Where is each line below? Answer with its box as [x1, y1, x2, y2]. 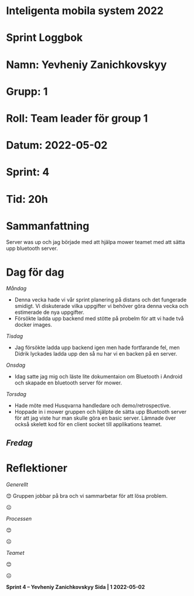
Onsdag [6, 361, 26, 369]
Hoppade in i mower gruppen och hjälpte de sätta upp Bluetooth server [14, 409, 187, 416]
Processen [6, 515, 32, 522]
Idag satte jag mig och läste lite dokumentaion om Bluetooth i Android [14, 373, 183, 380]
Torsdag [6, 391, 26, 398]
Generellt [6, 481, 28, 488]
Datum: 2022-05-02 [6, 139, 108, 152]
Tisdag [6, 333, 23, 340]
